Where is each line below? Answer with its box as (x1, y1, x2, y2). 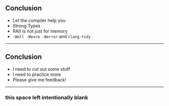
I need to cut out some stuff (12, 66, 70, 72)
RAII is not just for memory (12, 28, 68, 34)
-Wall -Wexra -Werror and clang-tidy (12, 33, 91, 39)
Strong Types (12, 23, 41, 29)
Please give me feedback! (12, 76, 66, 82)
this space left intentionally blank (5, 94, 89, 101)
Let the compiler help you (12, 17, 66, 23)
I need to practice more (12, 71, 61, 77)
